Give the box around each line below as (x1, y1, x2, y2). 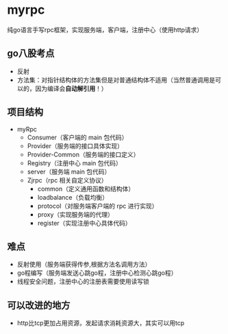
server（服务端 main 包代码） (27, 167, 111, 176)
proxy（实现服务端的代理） (37, 210, 114, 218)
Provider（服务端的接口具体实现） (27, 141, 123, 150)
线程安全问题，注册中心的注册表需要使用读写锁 (16, 277, 149, 286)
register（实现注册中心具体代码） (37, 219, 131, 227)
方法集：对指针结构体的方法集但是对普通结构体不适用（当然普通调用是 (16, 75, 216, 84)
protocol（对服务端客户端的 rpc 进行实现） (37, 202, 158, 210)
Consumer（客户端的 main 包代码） (27, 133, 128, 141)
